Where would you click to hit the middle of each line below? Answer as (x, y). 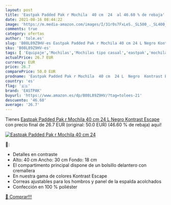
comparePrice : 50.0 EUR (31, 72)
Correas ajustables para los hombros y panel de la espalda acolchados (87, 182)
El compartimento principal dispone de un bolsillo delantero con (79, 165)
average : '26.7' (22, 105)
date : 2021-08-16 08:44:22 (34, 19)
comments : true (21, 29)
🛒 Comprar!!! (19, 197)
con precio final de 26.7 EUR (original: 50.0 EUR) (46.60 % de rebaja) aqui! (83, 125)
